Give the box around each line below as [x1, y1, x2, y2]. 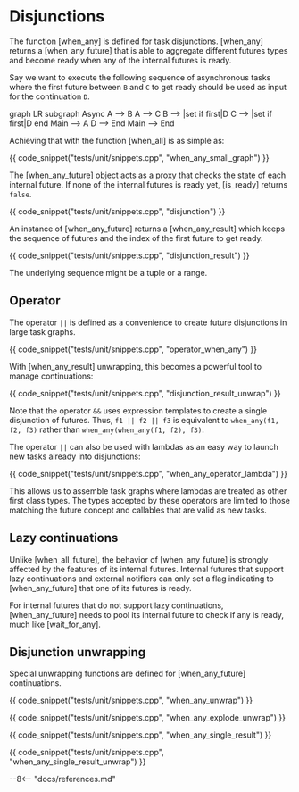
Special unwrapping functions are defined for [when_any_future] [9, 668, 246, 679]
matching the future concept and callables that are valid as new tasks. [9, 504, 268, 515]
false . [9, 188, 32, 199]
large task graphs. [9, 326, 76, 337]
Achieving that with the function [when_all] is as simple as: [9, 135, 225, 146]
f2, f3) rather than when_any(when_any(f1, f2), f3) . [9, 424, 205, 435]
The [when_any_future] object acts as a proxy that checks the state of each [9, 170, 287, 180]
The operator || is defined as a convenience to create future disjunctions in [9, 317, 287, 328]
